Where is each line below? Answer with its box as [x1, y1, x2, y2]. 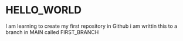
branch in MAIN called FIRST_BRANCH [5, 28, 99, 35]
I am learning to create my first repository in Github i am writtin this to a [5, 23, 178, 29]
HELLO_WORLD [5, 3, 82, 17]
